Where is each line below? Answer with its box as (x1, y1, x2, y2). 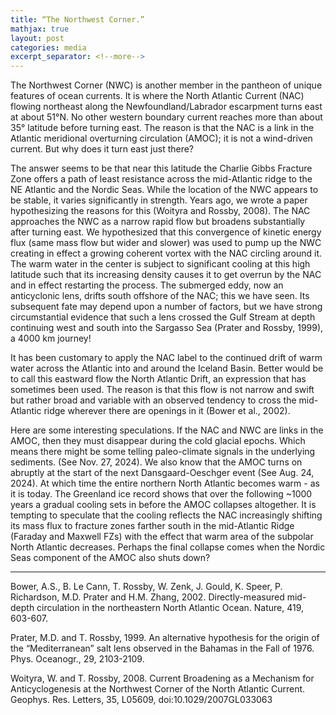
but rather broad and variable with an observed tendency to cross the (10, 394, 297, 406)
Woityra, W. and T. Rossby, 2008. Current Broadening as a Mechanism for (10, 672, 315, 685)
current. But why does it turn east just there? (10, 143, 195, 155)
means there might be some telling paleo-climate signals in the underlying (10, 446, 316, 458)
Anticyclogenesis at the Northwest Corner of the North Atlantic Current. (10, 683, 306, 695)
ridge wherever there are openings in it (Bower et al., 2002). (43, 405, 291, 417)
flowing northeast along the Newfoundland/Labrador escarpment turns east (10, 101, 323, 113)
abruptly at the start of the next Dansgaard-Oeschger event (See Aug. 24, (10, 467, 315, 479)
